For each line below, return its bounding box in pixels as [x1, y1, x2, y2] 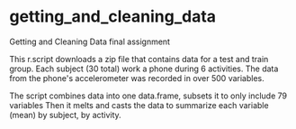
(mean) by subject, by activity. [9, 109, 121, 120]
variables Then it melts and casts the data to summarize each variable [9, 99, 269, 110]
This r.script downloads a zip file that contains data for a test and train [9, 53, 269, 64]
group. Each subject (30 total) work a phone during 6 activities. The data [9, 63, 279, 74]
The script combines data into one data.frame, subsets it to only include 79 [9, 90, 288, 101]
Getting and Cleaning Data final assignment [9, 36, 171, 47]
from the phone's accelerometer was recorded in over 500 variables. [9, 72, 265, 83]
